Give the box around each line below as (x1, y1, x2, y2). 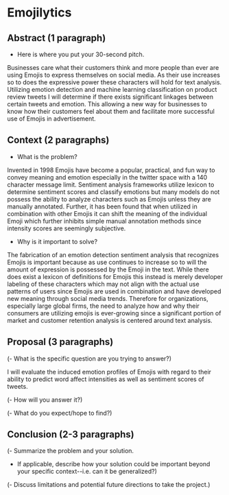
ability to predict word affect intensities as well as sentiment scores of (7, 375, 204, 383)
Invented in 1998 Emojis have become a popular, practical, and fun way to (7, 166, 215, 174)
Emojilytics (7, 5, 72, 21)
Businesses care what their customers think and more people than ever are (7, 64, 219, 71)
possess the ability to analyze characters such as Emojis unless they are (7, 195, 211, 203)
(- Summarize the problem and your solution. (7, 447, 134, 455)
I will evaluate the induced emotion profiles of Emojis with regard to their (7, 367, 211, 376)
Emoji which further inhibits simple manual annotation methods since (7, 217, 202, 225)
